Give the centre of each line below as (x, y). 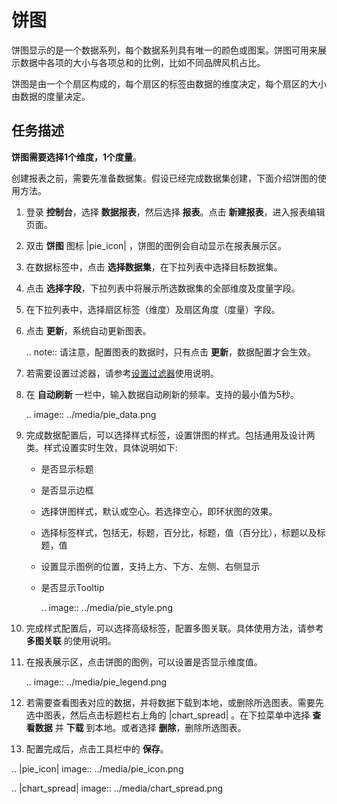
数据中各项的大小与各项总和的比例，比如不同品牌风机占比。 (142, 62)
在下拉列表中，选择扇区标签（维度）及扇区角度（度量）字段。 (153, 309)
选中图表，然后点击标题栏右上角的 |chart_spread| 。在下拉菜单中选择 (168, 715)
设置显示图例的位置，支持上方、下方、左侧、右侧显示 (150, 566)
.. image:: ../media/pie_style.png (106, 607)
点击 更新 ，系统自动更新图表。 (88, 330)
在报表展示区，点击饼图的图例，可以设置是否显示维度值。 (144, 662)
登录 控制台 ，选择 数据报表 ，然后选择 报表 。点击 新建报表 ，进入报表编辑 (175, 212)
